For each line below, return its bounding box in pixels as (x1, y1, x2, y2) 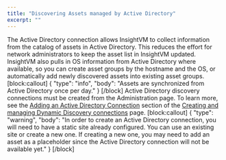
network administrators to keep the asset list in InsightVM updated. (7, 49, 197, 58)
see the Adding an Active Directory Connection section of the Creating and (7, 101, 219, 109)
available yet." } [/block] (7, 145, 75, 153)
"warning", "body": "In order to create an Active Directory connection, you (7, 115, 217, 124)
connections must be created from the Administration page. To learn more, (7, 93, 218, 102)
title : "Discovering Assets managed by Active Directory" (7, 10, 176, 17)
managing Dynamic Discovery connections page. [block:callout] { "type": (7, 108, 214, 117)
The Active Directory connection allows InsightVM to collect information (7, 35, 210, 43)
